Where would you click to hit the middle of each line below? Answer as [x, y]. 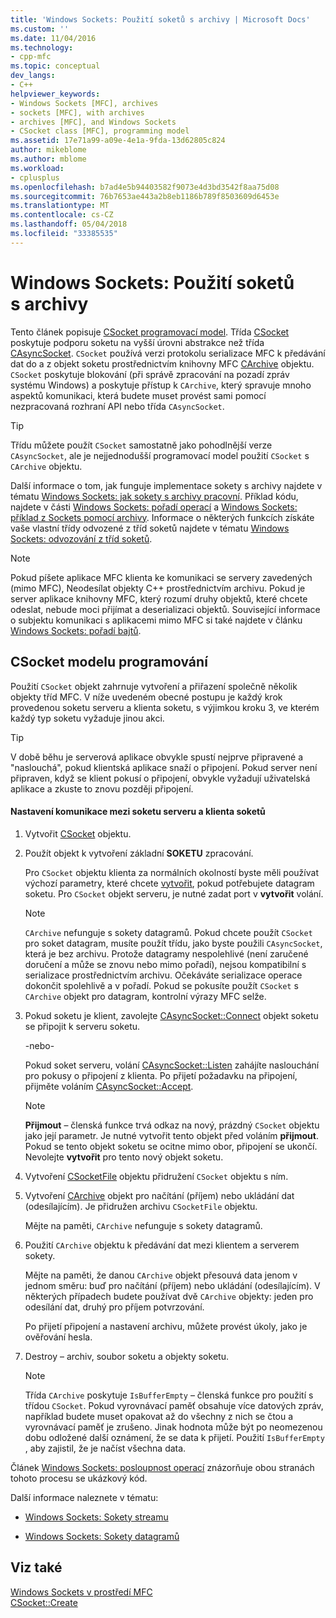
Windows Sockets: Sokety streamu [96, 1517]
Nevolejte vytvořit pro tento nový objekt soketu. [124, 1157]
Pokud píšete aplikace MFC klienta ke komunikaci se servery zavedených [161, 577]
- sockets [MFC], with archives [77, 112]
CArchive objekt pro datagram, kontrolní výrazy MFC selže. [145, 996]
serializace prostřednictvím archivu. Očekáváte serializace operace [163, 975]
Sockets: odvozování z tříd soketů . [81, 538]
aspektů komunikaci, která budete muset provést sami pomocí [138, 395]
